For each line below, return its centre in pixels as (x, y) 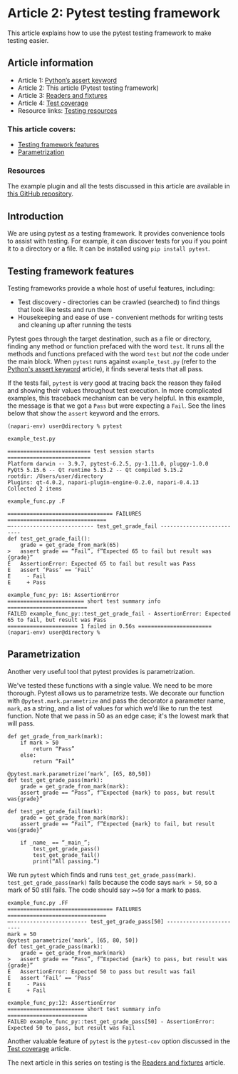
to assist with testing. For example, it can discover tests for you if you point (117, 241)
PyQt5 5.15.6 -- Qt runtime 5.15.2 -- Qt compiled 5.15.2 (95, 470)
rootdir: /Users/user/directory (55, 476)
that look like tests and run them (65, 309)
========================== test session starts (81, 451)
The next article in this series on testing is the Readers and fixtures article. (117, 1063)
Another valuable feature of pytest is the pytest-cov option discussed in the (119, 1041)
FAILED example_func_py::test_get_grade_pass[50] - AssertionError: (111, 1022)
